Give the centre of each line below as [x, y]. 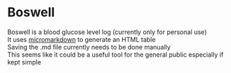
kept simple [24, 62]
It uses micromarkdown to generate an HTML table [81, 39]
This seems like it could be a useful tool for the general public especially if [115, 55]
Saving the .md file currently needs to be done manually [89, 47]
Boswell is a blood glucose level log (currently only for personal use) [107, 32]
